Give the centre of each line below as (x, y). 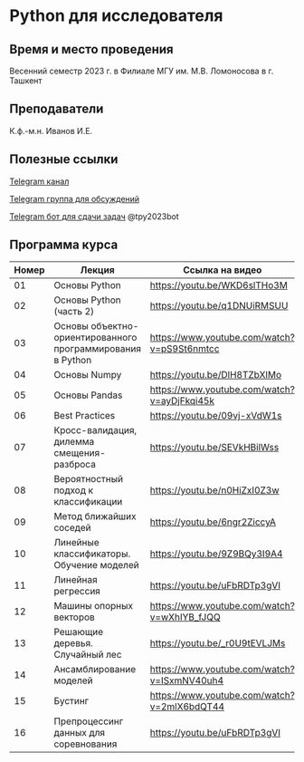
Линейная (76, 580)
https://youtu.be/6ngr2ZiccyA (213, 522)
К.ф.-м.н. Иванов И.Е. (51, 130)
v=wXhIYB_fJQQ (185, 617)
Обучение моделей (96, 565)
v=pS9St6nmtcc (185, 349)
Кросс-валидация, (95, 430)
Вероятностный (89, 479)
